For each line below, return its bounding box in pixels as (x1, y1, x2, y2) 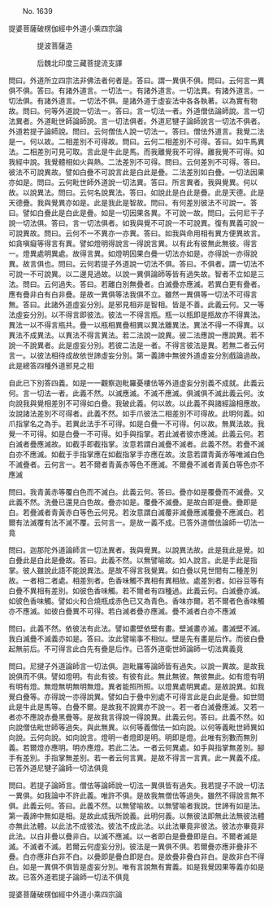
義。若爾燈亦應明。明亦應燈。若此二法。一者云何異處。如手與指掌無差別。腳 (8, 743, 265, 752)
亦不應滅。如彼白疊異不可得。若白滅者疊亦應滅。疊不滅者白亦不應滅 (8, 606, 236, 616)
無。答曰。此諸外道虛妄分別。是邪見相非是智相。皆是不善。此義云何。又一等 (8, 300, 265, 309)
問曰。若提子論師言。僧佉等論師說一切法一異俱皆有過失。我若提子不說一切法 (8, 781, 265, 790)
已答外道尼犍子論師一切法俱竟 (8, 764, 108, 773)
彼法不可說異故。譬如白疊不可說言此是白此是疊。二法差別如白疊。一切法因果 (8, 167, 265, 177)
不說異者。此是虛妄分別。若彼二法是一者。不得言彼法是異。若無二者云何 (22, 341, 265, 350)
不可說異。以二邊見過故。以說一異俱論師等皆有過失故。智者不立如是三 (29, 269, 265, 279)
